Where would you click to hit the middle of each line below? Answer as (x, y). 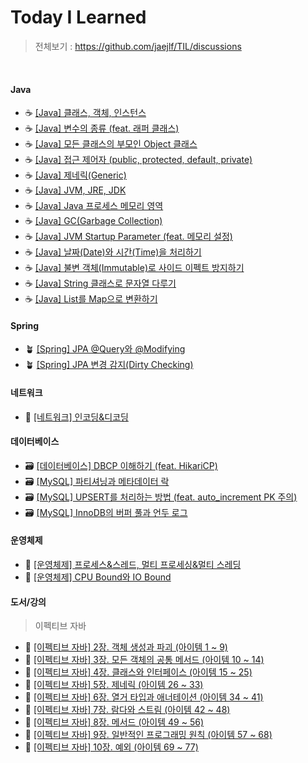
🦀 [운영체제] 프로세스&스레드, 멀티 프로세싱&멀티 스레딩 (133, 564)
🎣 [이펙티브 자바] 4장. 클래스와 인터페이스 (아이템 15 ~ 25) (138, 672)
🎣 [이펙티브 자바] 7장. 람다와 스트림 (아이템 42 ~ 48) (127, 710)
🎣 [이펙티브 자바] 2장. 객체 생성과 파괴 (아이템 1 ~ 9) (126, 647)
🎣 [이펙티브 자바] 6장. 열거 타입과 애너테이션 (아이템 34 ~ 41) (144, 697)
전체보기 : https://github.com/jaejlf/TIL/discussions (138, 46)
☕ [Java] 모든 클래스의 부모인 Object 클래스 (111, 144)
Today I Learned (78, 17)
